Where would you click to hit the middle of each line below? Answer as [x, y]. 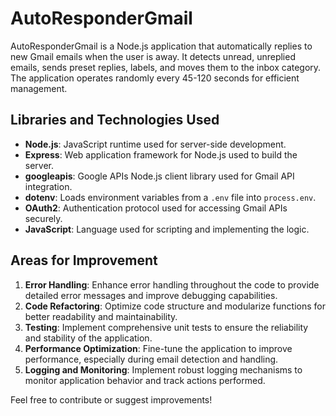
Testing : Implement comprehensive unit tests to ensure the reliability [166, 327]
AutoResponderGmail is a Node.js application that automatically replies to [161, 46]
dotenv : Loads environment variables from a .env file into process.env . [170, 197]
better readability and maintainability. [101, 316]
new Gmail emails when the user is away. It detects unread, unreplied [153, 56]
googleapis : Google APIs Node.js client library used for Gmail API [159, 176]
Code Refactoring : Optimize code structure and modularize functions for [175, 306]
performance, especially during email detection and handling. [151, 359]
